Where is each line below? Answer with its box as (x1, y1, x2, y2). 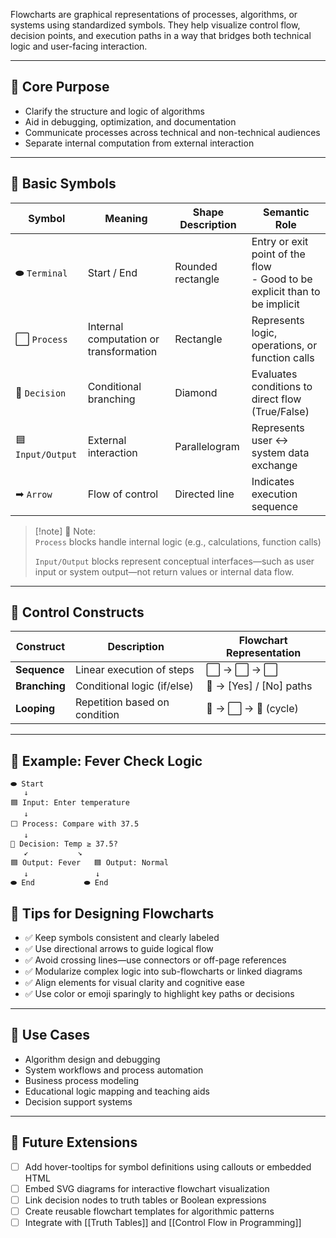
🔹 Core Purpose (10, 79, 110, 96)
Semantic (263, 205, 310, 219)
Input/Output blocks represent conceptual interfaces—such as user (34, 555, 315, 567)
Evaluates (251, 367, 298, 381)
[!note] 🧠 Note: (34, 525, 96, 537)
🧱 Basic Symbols (10, 175, 117, 193)
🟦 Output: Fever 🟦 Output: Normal (10, 858, 169, 868)
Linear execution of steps (74, 663, 195, 677)
